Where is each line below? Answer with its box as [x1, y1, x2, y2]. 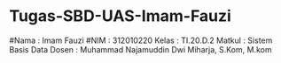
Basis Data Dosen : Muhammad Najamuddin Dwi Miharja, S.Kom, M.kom [9, 44, 272, 54]
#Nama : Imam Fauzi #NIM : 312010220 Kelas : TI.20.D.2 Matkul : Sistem [9, 35, 273, 45]
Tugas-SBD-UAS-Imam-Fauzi [9, 6, 232, 26]
